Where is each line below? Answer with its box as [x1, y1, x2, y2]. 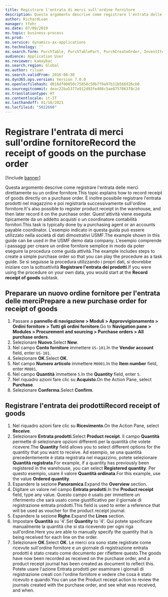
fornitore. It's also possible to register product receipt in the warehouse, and [5, 205, 161, 211]
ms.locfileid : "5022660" [5, 105, 57, 110]
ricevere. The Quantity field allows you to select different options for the [12, 444, 161, 450]
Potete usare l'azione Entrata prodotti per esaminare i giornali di [12, 566, 144, 572]
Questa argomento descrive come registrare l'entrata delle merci [5, 184, 138, 190]
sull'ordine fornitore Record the [5, 137, 136, 148]
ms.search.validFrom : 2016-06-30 [5, 72, 75, 77]
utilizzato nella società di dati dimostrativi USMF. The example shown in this [5, 232, 160, 238]
